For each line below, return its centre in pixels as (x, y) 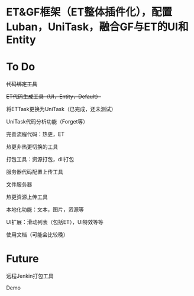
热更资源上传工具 (27, 197)
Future (23, 259)
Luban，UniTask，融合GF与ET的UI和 (97, 27)
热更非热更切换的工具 (32, 147)
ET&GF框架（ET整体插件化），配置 (89, 12)
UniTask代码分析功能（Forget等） (47, 122)
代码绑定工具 (22, 84)
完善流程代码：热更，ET (35, 134)
